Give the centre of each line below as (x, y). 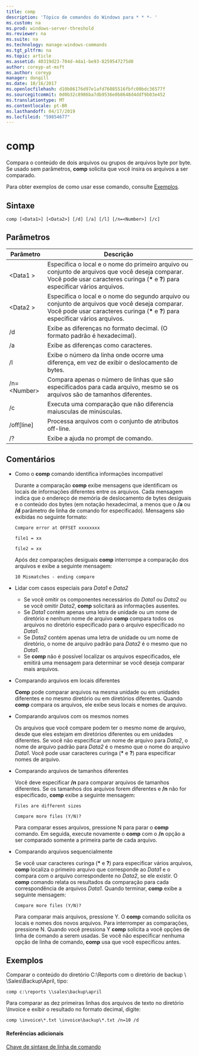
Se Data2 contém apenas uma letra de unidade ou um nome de (101, 637)
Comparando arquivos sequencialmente (63, 851)
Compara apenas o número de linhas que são (110, 380)
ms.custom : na (24, 23)
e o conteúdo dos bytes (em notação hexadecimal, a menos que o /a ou (102, 504)
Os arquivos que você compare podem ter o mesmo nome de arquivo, (100, 728)
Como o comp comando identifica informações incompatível (89, 474)
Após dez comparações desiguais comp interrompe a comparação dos (102, 559)
